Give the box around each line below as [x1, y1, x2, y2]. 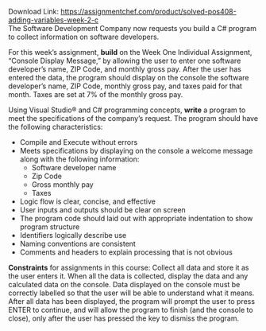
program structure [19, 222, 80, 232]
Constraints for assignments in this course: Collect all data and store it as [8, 263, 249, 272]
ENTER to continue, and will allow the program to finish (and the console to [8, 306, 253, 314]
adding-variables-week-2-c [8, 15, 99, 25]
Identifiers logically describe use [19, 231, 127, 239]
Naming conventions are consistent [19, 239, 137, 248]
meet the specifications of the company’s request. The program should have [8, 114, 259, 123]
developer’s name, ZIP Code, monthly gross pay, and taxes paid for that [8, 81, 242, 91]
